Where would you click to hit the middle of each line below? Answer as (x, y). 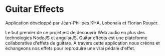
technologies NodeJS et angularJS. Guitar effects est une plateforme (76, 38)
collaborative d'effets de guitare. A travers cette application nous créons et (82, 43)
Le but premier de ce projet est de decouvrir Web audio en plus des (75, 32)
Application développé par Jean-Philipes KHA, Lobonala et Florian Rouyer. (82, 23)
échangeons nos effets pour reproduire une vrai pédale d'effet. (70, 48)
